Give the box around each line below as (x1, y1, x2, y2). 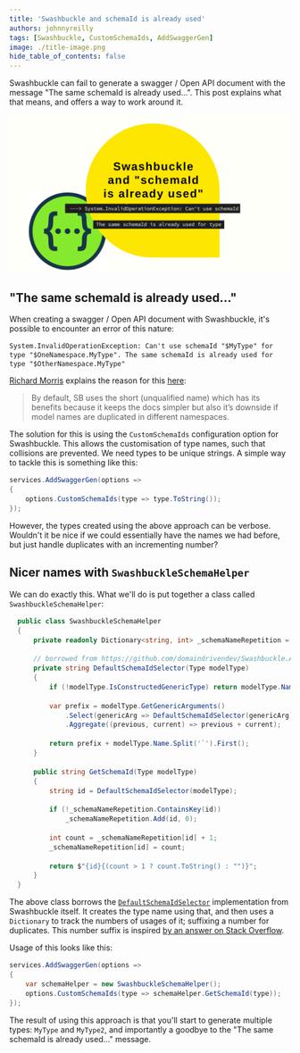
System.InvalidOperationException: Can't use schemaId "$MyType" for (9, 342, 274, 351)
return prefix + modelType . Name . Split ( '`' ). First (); (48, 740, 250, 748)
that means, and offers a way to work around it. (9, 96, 184, 107)
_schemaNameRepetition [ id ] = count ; (48, 842, 186, 852)
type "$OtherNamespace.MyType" (9, 360, 126, 369)
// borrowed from (32, 655, 98, 664)
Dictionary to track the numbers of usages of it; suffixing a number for (9, 915, 270, 926)
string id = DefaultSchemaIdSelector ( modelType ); (48, 786, 238, 795)
